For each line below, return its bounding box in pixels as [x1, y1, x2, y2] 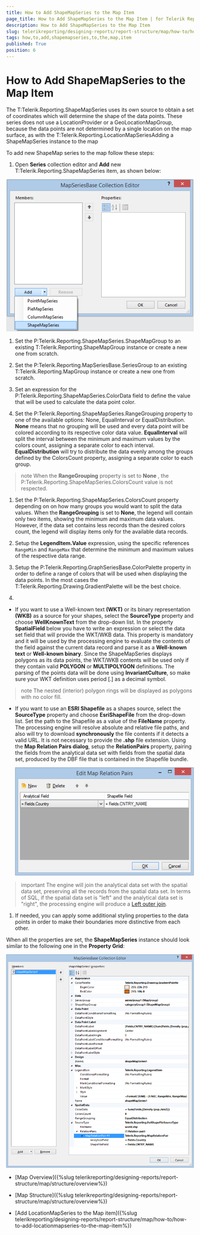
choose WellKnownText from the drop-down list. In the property [14, 618, 174, 626]
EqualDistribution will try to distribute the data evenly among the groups [14, 448, 193, 455]
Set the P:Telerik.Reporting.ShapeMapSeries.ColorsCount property [14, 496, 179, 503]
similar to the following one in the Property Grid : [6, 942, 125, 950]
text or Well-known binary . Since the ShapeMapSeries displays [14, 650, 173, 658]
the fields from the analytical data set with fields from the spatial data [14, 749, 185, 757]
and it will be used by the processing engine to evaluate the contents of [14, 637, 190, 645]
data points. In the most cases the [14, 577, 98, 584]
